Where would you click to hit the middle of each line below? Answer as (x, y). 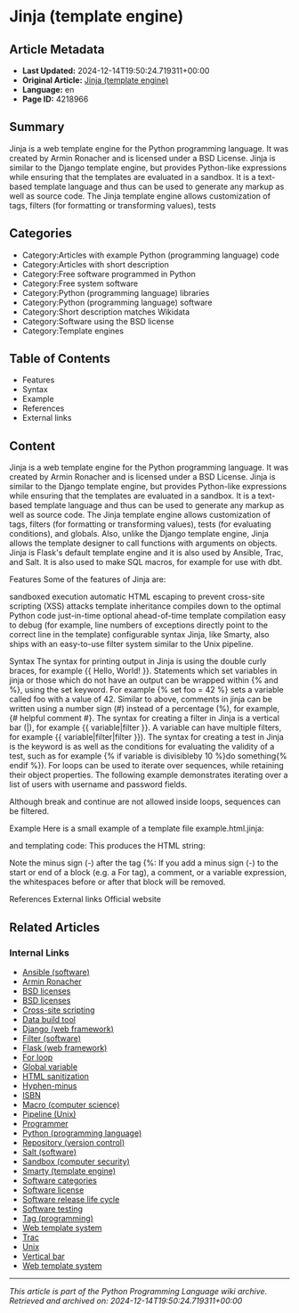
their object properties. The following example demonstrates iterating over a (149, 775)
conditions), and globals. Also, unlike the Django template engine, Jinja (139, 534)
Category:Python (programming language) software (117, 302)
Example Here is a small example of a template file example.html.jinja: (137, 829)
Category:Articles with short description (95, 264)
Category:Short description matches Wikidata (106, 312)
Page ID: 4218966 (55, 99)
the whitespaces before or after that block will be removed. (117, 882)
